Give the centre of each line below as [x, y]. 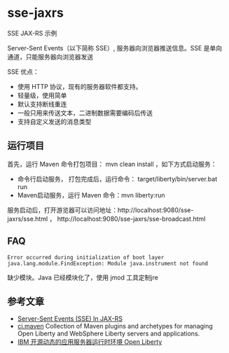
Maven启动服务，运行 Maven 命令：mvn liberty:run [91, 195]
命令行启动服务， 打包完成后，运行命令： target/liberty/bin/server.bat [117, 179]
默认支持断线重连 [42, 104]
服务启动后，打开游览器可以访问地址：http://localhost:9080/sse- [100, 210]
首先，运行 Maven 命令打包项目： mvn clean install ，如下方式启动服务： [112, 164]
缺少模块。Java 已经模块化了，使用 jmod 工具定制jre [83, 277]
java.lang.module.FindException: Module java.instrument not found [108, 263]
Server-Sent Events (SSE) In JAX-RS [70, 319]
